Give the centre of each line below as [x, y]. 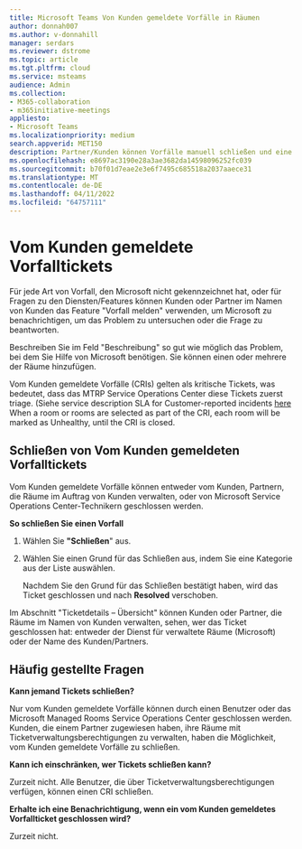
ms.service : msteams [48, 77]
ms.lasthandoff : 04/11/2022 [62, 194]
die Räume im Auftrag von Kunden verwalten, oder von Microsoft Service [145, 496]
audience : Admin [40, 85]
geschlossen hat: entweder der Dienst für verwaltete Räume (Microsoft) [143, 631]
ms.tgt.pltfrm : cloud [50, 69]
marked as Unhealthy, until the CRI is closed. [92, 422]
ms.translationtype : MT [54, 177]
